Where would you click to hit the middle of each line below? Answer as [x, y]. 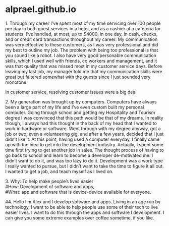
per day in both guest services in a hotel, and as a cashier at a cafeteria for [83, 28]
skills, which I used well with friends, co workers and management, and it [81, 61]
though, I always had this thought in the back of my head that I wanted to [81, 123]
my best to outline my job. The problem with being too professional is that [82, 50]
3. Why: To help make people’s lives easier [49, 181]
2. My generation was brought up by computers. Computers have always [81, 101]
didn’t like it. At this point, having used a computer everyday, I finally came [82, 139]
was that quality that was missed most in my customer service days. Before [84, 66]
